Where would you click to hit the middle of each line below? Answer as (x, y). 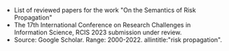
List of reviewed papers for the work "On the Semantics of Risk (105, 10)
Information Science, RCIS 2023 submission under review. (98, 32)
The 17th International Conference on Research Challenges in (102, 25)
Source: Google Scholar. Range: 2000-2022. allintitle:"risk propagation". (118, 40)
